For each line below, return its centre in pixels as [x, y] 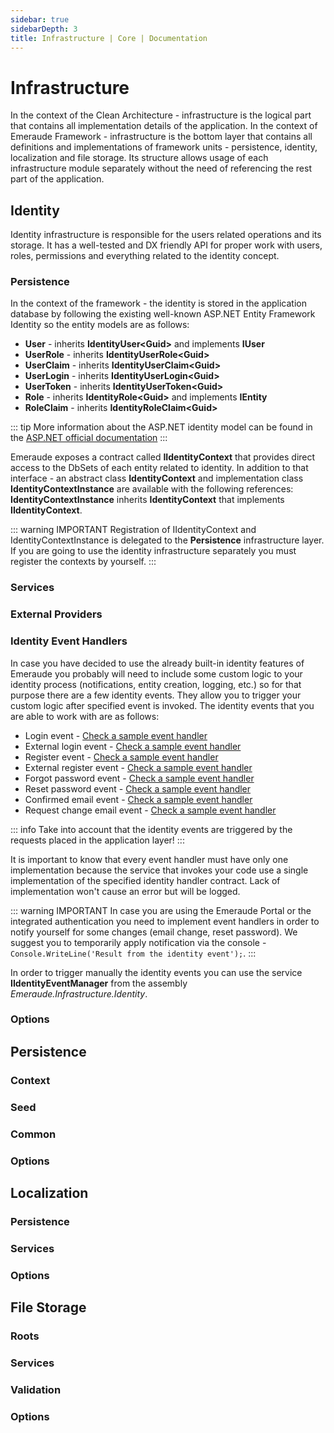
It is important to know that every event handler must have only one [149, 859]
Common [33, 1134]
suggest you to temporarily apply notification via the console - [138, 942]
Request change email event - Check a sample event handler [150, 810]
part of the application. [57, 179]
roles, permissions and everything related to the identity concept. [145, 256]
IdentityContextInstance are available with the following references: [152, 489]
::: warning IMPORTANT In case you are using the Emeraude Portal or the [161, 910]
